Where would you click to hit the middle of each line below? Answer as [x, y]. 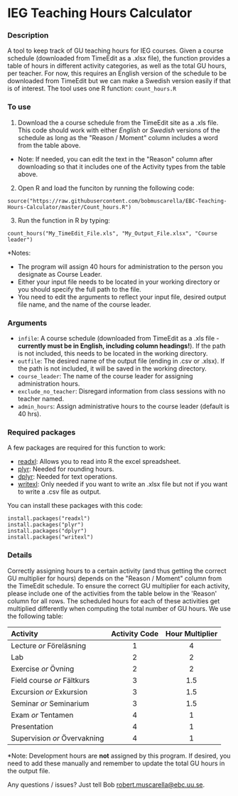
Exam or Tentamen [42, 715]
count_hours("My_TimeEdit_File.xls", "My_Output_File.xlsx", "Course [113, 233]
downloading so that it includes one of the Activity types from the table [121, 166]
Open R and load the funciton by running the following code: [106, 188]
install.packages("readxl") [49, 519]
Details [20, 555]
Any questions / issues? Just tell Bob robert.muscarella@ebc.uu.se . [106, 785]
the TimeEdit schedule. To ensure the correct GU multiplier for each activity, [119, 585]
